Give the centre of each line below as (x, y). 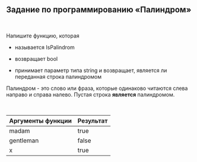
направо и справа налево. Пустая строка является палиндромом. (90, 94)
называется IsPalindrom (45, 47)
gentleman (24, 141)
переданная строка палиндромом (58, 76)
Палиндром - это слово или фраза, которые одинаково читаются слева (97, 88)
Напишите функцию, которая (43, 36)
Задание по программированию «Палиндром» (99, 10)
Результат (93, 120)
